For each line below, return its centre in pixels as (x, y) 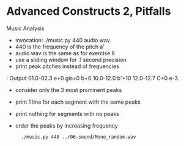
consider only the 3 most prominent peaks (68, 90)
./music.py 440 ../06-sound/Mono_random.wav (79, 137)
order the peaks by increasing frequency (66, 125)
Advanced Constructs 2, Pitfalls (89, 11)
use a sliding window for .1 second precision (71, 60)
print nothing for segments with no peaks (67, 113)
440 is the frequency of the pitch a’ (60, 47)
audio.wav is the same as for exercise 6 (65, 53)
